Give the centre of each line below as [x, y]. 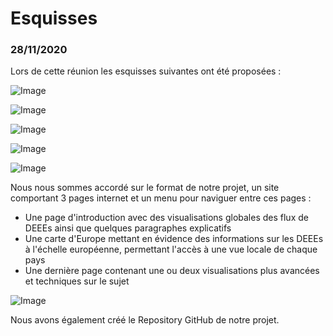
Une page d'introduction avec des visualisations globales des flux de [166, 218]
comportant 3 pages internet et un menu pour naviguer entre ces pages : [161, 198]
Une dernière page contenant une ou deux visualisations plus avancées [172, 271]
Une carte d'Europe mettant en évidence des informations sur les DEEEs [174, 239]
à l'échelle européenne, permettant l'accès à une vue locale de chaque [171, 249]
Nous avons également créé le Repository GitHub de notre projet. [145, 320]
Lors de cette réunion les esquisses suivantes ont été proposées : [146, 71]
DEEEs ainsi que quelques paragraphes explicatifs [128, 228]
